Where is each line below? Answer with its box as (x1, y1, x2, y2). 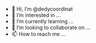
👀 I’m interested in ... (11, 12, 61, 19)
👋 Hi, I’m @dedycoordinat (11, 6, 73, 12)
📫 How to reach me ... (11, 31, 66, 37)
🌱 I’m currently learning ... (11, 18, 74, 24)
